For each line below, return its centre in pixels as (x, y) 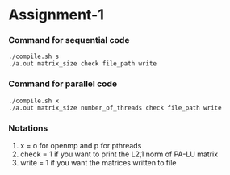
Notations (28, 128)
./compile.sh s (34, 57)
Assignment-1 (56, 15)
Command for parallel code (63, 84)
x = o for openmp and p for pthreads (81, 146)
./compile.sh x (34, 101)
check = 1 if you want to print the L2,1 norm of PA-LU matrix (119, 154)
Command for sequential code (69, 40)
